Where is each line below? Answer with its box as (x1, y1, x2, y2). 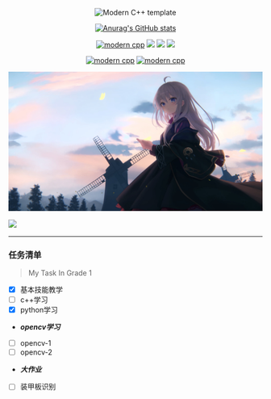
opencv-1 (19, 338, 52, 348)
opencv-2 (19, 347, 52, 357)
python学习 (19, 305, 58, 315)
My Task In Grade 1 (27, 267, 93, 278)
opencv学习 (19, 322, 60, 332)
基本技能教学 (19, 284, 63, 294)
